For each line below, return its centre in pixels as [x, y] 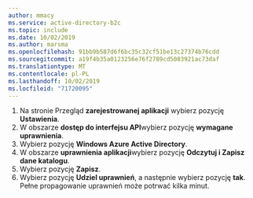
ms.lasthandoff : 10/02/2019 [54, 81]
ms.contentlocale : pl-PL [49, 74]
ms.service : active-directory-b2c [65, 23]
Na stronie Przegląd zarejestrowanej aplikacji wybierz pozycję [122, 111]
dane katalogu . [44, 161]
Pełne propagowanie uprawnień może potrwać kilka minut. [114, 186]
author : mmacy [31, 15]
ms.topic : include [38, 30]
